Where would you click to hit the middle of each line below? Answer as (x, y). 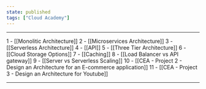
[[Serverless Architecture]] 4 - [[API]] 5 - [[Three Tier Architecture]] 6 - (96, 47)
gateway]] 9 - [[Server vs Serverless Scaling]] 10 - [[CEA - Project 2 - (94, 60)
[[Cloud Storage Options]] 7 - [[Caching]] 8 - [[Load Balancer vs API (93, 54)
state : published (29, 12)
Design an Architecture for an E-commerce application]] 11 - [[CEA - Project (102, 67)
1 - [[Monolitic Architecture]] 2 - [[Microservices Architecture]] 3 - (90, 41)
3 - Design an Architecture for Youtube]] (57, 74)
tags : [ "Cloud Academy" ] (38, 18)
